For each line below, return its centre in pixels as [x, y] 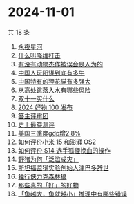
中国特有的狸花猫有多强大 [54, 81]
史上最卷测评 [36, 124]
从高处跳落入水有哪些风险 [54, 90]
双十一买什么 [36, 98]
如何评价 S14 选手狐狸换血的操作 [64, 150]
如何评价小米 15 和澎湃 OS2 [57, 142]
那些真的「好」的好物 [48, 185]
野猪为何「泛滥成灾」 [48, 159]
